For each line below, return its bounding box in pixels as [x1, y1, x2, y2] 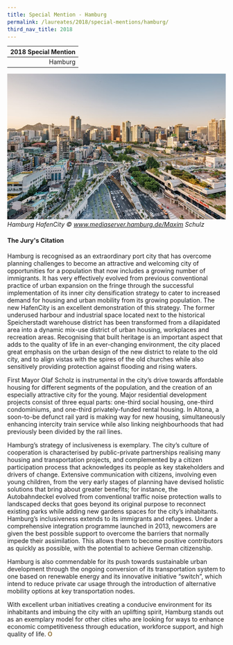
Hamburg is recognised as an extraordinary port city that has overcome [7, 252, 212, 260]
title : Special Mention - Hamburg [7, 11, 107, 18]
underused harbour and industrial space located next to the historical [7, 311, 205, 319]
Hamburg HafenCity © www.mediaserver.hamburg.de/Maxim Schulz [7, 221, 205, 229]
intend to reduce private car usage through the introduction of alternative [7, 579, 216, 587]
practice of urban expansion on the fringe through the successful [7, 281, 194, 289]
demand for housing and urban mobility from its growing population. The [7, 295, 215, 304]
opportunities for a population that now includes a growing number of [7, 266, 206, 275]
